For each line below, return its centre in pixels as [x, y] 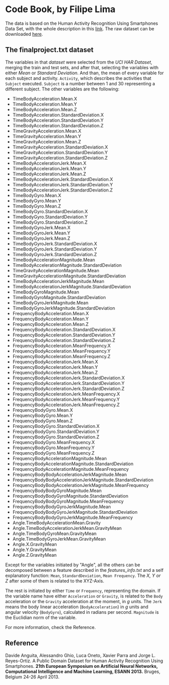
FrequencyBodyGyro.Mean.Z [43, 421]
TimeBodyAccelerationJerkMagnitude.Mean [58, 281]
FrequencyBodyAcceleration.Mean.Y [51, 319]
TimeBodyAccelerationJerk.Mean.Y [49, 168]
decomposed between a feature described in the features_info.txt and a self [84, 570]
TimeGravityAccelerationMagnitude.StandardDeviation [69, 276]
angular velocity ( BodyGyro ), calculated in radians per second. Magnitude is [82, 612]
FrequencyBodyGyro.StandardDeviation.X [56, 426]
